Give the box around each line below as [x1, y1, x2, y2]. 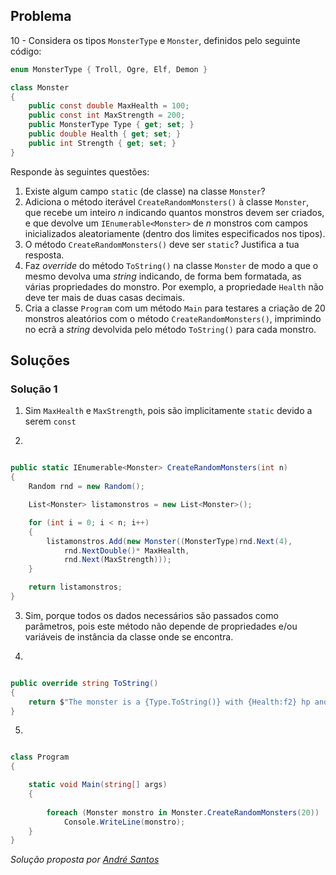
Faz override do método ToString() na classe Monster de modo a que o [24, 259, 319, 271]
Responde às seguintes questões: [10, 165, 150, 178]
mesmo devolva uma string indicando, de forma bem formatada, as [24, 270, 302, 282]
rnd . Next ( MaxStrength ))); [63, 555, 172, 565]
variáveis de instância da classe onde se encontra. [24, 630, 234, 643]
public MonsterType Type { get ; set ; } [28, 120, 195, 130]
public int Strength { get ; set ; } [28, 138, 177, 148]
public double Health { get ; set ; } [28, 129, 182, 139]
